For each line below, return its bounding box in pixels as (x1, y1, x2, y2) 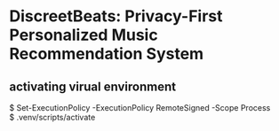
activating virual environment (9, 79, 176, 94)
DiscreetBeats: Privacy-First (9, 6, 224, 27)
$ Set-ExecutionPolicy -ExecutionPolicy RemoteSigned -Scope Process (9, 103, 271, 112)
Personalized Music (9, 25, 158, 45)
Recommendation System (9, 44, 204, 64)
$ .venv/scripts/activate (9, 112, 96, 122)
